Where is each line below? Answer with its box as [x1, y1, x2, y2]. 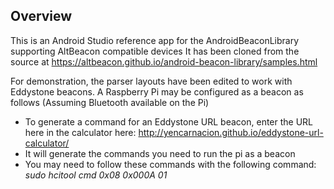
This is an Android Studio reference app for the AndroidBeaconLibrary [10, 34, 300, 46]
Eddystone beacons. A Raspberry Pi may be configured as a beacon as [10, 85, 304, 98]
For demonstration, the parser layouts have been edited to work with [10, 75, 293, 87]
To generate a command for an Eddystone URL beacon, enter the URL [24, 115, 314, 128]
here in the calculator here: [24, 126, 137, 138]
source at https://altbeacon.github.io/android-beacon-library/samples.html [10, 55, 318, 68]
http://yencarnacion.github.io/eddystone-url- [138, 126, 324, 138]
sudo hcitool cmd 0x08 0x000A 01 [24, 169, 168, 181]
